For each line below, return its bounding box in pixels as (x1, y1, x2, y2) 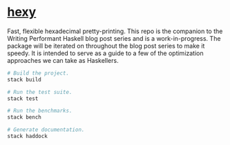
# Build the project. (7, 70, 70, 77)
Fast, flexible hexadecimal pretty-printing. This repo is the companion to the (7, 27, 223, 35)
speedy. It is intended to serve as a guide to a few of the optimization (7, 49, 204, 57)
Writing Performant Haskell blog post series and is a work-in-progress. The (7, 34, 221, 42)
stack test (7, 95, 39, 102)
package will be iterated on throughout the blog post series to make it (7, 41, 205, 50)
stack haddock (7, 133, 48, 140)
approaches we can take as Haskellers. (7, 56, 119, 64)
